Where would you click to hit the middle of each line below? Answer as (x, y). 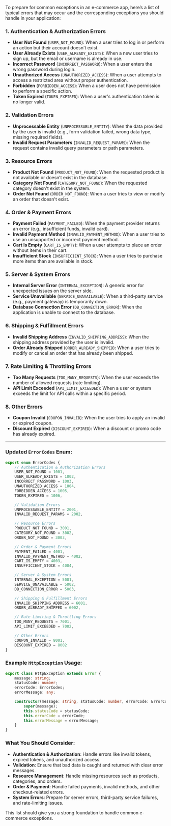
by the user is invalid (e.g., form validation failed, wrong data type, (82, 131)
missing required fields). (38, 137)
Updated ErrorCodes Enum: (39, 452)
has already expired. (34, 434)
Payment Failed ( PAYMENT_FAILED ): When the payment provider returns (86, 223)
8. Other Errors (24, 407)
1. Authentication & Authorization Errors (55, 31)
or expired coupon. (33, 423)
